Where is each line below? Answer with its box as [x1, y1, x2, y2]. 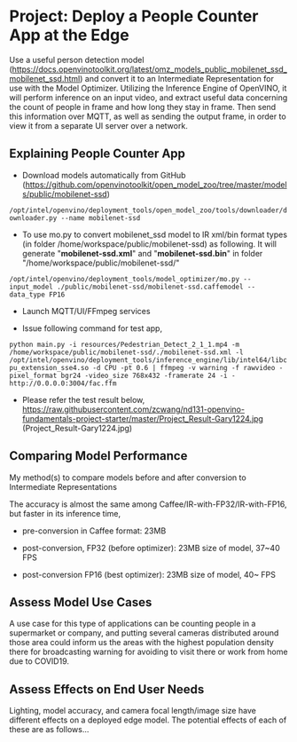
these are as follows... [9, 724, 90, 735]
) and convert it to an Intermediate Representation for [79, 73, 275, 83]
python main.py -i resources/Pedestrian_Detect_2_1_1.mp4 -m [9, 340, 240, 349]
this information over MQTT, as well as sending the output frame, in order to [9, 111, 286, 122]
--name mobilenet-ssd [60, 213, 141, 223]
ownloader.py [9, 213, 58, 223]
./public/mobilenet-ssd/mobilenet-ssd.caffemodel [56, 282, 244, 291]
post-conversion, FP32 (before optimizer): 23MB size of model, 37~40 [21, 542, 281, 553]
